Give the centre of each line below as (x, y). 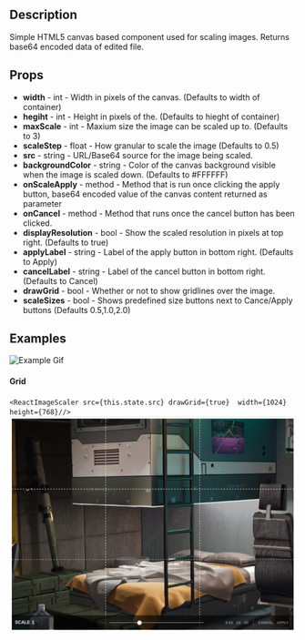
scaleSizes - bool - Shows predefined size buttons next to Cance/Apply (158, 300)
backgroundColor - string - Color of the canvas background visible (149, 165)
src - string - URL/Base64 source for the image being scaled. (137, 155)
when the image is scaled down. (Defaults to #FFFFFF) (125, 174)
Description (43, 15)
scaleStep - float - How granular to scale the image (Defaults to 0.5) (151, 146)
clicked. (37, 223)
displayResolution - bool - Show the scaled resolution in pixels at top (153, 232)
